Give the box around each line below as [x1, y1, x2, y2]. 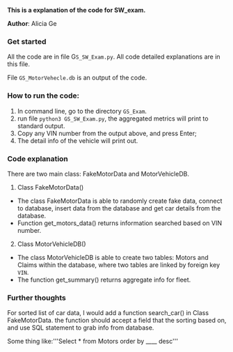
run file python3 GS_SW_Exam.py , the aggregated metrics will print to [17, 114, 209, 123]
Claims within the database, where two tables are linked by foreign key [17, 261, 220, 269]
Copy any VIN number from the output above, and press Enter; [17, 129, 197, 137]
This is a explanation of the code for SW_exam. [7, 6, 146, 14]
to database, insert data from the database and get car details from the [17, 204, 221, 212]
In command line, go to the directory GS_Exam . [17, 107, 147, 115]
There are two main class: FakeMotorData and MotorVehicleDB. [7, 169, 190, 178]
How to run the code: [7, 91, 80, 100]
